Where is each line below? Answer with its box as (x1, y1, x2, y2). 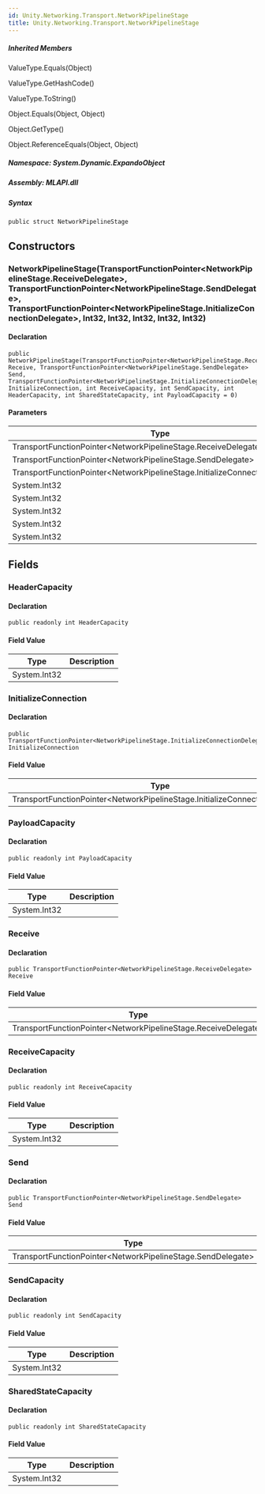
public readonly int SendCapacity (8, 1312, 122, 1320)
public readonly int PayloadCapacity (8, 855, 132, 863)
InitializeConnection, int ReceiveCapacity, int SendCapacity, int (8, 384, 235, 392)
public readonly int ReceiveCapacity (8, 1083, 132, 1091)
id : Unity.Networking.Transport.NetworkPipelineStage (8, 11, 189, 20)
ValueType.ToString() (8, 94, 77, 104)
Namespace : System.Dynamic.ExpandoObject (8, 158, 166, 168)
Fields (8, 558, 39, 572)
